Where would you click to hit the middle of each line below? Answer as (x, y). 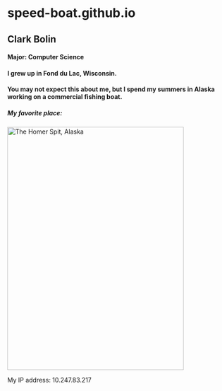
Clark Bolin (32, 39)
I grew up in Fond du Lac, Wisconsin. (62, 73)
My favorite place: (35, 113)
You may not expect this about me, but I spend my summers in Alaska (111, 89)
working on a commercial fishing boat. (65, 97)
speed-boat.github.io (72, 13)
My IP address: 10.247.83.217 (49, 380)
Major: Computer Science (46, 57)
